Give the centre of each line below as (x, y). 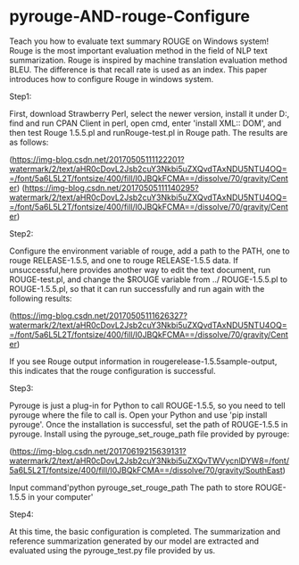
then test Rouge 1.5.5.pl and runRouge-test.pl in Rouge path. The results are (149, 132)
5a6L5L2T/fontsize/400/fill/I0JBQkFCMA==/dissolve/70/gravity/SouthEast (146, 469)
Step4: (21, 514)
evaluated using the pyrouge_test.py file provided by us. (112, 550)
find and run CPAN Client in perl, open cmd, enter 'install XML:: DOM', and (145, 123)
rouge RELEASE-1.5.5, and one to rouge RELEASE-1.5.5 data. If (124, 260)
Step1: (21, 96)
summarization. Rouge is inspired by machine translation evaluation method (149, 60)
